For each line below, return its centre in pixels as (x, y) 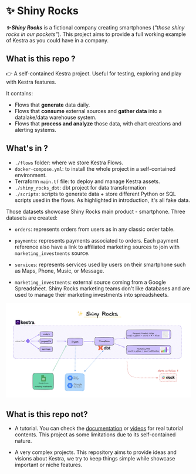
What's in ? (27, 148)
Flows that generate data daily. (52, 105)
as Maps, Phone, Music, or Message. (59, 271)
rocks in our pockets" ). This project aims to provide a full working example (96, 34)
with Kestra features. (31, 82)
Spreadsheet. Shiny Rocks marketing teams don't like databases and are (102, 288)
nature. (23, 441)
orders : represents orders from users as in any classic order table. (94, 229)
